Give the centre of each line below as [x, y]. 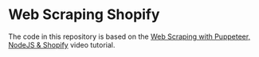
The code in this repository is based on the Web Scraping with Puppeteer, [129, 36]
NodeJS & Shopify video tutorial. [62, 44]
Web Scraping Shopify [84, 15]
